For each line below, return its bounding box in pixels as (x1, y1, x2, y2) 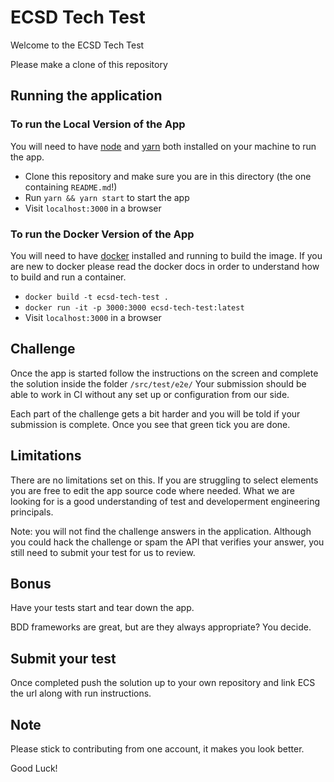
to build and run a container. (10, 271, 127, 283)
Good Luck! (10, 762, 58, 774)
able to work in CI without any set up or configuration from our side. (10, 388, 290, 400)
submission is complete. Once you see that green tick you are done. (10, 418, 291, 430)
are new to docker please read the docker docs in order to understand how (10, 260, 320, 272)
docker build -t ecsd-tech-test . (24, 292, 169, 302)
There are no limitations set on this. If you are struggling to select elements (10, 474, 319, 486)
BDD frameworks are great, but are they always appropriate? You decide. (10, 621, 312, 633)
